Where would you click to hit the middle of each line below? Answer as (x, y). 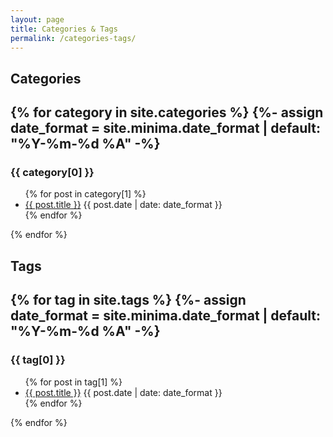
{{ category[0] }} (52, 173)
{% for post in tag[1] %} (73, 382)
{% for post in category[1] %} (85, 194)
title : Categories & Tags (64, 29)
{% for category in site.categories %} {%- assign (167, 112)
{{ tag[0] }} (38, 360)
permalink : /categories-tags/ (73, 38)
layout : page (37, 19)
